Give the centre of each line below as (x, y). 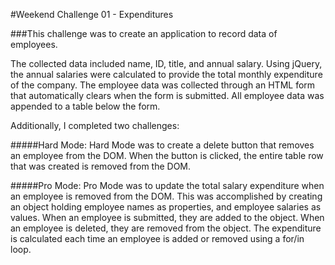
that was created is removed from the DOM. (101, 166)
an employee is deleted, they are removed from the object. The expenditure (166, 228)
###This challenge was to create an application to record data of (144, 33)
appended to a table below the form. (85, 106)
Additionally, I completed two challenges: (95, 125)
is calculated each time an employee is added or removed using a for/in (157, 238)
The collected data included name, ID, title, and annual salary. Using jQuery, (166, 63)
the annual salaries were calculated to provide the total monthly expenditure (166, 74)
